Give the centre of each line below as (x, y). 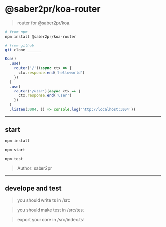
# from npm (16, 32)
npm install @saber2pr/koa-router (41, 36)
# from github (20, 45)
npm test (14, 159)
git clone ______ (23, 50)
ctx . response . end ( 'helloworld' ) (51, 73)
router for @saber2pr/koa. (44, 23)
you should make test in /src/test (51, 210)
